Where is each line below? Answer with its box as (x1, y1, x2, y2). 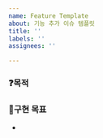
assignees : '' (8, 42, 57, 50)
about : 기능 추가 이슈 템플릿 (8, 19, 96, 28)
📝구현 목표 (8, 103, 47, 114)
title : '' (8, 27, 42, 35)
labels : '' (8, 34, 45, 43)
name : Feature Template (8, 11, 89, 20)
